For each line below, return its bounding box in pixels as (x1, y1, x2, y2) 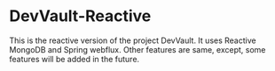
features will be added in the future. (9, 53, 140, 64)
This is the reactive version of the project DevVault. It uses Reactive (9, 35, 256, 46)
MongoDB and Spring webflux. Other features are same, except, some (9, 44, 266, 54)
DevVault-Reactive (9, 6, 152, 26)
